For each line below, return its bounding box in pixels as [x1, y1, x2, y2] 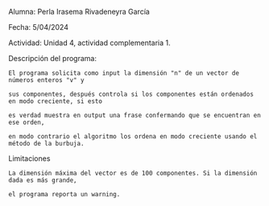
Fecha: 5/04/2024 [8, 23, 68, 31]
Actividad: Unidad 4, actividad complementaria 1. [8, 38, 171, 47]
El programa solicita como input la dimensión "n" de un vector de [8, 69, 240, 77]
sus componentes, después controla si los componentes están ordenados [8, 90, 254, 98]
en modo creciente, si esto [8, 97, 103, 105]
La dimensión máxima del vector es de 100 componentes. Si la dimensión [8, 169, 258, 177]
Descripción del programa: [8, 54, 97, 63]
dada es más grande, [8, 176, 78, 184]
